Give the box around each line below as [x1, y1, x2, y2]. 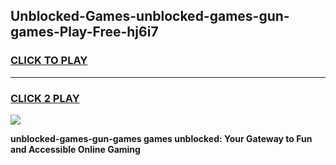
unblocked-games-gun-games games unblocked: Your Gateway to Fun [10, 132, 313, 144]
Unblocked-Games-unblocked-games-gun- [10, 8, 290, 25]
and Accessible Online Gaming [10, 143, 141, 155]
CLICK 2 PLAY [10, 91, 80, 105]
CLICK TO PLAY [10, 54, 88, 68]
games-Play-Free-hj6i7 [10, 24, 159, 41]
